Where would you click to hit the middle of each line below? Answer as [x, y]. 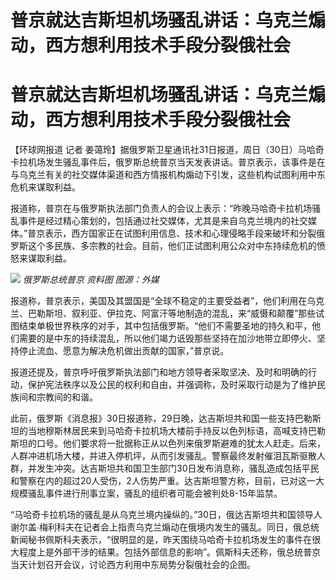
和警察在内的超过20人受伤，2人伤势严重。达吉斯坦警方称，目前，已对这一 [163, 481]
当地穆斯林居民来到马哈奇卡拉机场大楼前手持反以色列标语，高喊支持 [167, 431]
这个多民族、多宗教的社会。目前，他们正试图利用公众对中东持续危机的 [172, 246]
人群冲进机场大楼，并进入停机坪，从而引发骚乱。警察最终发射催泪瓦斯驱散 [163, 456]
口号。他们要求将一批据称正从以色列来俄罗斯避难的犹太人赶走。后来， [181, 443]
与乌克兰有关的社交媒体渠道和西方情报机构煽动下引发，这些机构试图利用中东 [168, 175]
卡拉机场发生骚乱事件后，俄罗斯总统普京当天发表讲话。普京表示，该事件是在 [168, 162]
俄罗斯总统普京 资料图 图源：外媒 [91, 280]
